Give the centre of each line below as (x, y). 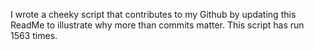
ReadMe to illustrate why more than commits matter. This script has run (157, 25)
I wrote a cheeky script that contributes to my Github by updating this (153, 14)
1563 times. (34, 35)
